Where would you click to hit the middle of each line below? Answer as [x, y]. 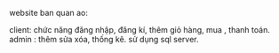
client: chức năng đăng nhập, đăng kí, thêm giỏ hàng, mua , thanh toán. [140, 30]
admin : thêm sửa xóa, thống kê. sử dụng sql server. [104, 39]
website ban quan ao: [49, 13]
